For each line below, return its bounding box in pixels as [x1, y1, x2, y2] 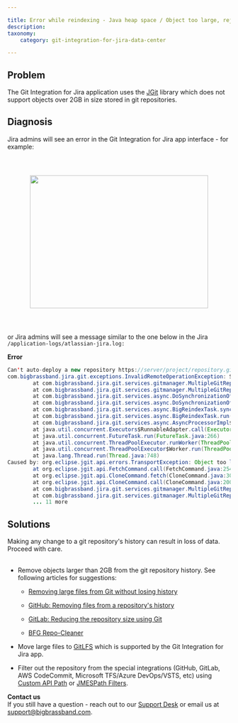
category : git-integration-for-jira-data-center [20, 36, 166, 43]
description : [7, 23, 46, 31]
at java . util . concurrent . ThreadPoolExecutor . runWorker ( [33, 439, 201, 446]
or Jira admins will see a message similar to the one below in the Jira [7, 332, 208, 341]
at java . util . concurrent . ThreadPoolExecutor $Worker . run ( [33, 446, 204, 453]
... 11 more [33, 498, 69, 505]
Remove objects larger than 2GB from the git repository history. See [17, 566, 216, 574]
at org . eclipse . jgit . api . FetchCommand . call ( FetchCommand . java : [33, 466, 223, 473]
